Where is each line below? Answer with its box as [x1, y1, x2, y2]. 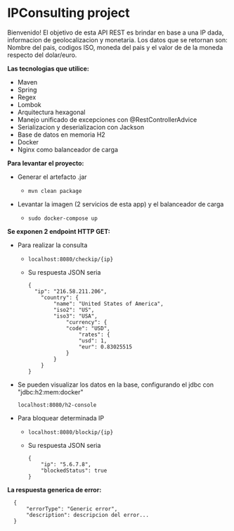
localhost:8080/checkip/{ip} [27, 256, 114, 263]
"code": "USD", [65, 325, 110, 332]
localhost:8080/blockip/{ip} [27, 428, 114, 436]
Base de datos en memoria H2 [17, 130, 105, 139]
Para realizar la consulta [17, 241, 88, 249]
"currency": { [65, 318, 108, 325]
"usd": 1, [78, 337, 108, 344]
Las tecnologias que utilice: [7, 64, 90, 73]
